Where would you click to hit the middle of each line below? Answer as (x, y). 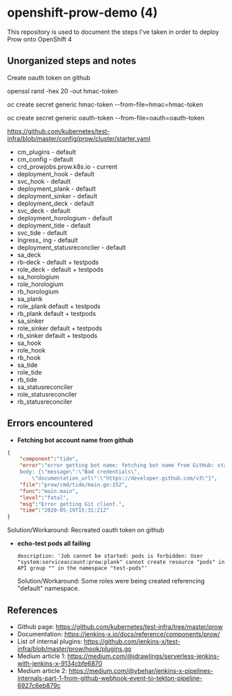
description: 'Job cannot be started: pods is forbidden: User (110, 556)
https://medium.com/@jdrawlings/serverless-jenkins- (143, 656)
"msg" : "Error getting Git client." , (72, 504)
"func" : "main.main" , (49, 491)
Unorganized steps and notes (72, 61)
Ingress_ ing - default (47, 240)
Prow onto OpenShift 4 (40, 39)
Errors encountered (50, 423)
